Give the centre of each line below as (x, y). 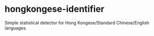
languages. (16, 28)
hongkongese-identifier (55, 9)
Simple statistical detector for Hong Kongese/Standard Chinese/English (77, 23)
